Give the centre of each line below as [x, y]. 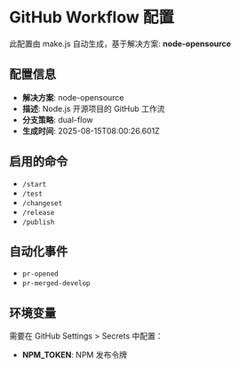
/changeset [42, 203]
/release [38, 212]
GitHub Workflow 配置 [92, 17]
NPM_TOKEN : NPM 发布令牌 [74, 355]
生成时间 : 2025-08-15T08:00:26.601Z [91, 131]
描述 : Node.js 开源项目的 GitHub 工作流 [93, 108]
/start [34, 184]
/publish [38, 222]
